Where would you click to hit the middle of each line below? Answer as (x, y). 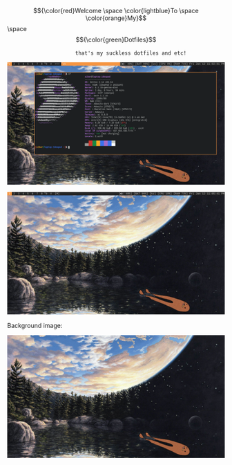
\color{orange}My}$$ (116, 18)
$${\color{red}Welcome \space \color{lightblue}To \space (116, 11)
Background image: (35, 326)
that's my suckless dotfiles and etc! (131, 53)
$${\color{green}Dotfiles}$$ (116, 39)
